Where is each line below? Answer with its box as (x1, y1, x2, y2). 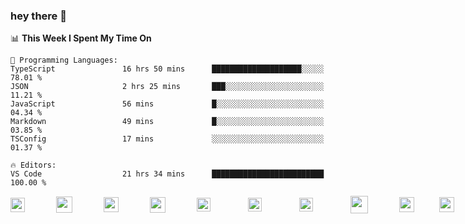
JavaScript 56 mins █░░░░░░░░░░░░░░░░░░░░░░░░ (10, 99, 325, 109)
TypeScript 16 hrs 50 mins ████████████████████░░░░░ (10, 64, 325, 74)
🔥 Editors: (10, 160, 57, 171)
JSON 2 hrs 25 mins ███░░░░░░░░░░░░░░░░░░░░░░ (10, 82, 325, 92)
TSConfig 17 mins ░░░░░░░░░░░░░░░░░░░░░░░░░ (10, 134, 325, 144)
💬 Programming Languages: (10, 55, 118, 66)
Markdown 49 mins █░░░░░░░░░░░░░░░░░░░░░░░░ (10, 117, 325, 127)
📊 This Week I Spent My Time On (10, 32, 152, 44)
